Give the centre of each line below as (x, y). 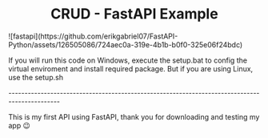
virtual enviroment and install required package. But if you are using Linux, (131, 68)
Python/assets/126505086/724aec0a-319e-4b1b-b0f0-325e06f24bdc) (126, 44)
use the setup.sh (36, 77)
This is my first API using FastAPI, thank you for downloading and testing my (134, 116)
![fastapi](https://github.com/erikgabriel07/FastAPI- (93, 36)
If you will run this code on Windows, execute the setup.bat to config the (128, 60)
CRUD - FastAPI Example (134, 14)
